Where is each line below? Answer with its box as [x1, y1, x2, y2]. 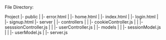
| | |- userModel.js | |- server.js [4, 30, 68, 35]
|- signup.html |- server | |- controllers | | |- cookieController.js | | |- [4, 19, 143, 25]
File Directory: [4, 4, 34, 10]
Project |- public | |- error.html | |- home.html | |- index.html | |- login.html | [4, 14, 158, 19]
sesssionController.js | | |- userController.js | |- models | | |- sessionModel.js [4, 24, 161, 30]
